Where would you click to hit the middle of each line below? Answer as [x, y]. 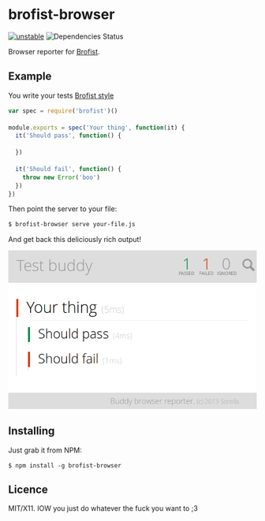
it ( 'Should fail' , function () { [69, 169]
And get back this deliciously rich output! [75, 240]
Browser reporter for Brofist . [54, 51]
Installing [32, 431]
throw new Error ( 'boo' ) [62, 177]
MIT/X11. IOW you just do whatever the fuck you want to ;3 [103, 508]
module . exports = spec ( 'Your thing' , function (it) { [97, 128]
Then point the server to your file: [63, 209]
